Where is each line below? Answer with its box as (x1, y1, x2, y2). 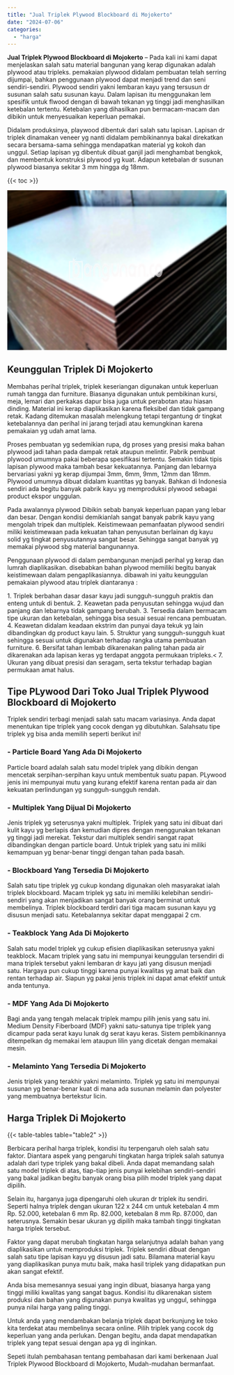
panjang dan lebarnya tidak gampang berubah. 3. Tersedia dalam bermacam (7, 606, 227, 614)
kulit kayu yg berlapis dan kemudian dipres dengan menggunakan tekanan (7, 826, 221, 834)
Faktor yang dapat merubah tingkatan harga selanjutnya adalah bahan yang (7, 1238, 224, 1246)
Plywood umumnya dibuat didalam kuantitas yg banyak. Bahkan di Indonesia (7, 477, 227, 485)
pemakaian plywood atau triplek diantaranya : (7, 578, 138, 586)
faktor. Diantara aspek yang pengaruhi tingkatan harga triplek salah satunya (7, 1151, 224, 1160)
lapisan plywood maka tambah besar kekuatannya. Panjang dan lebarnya (7, 462, 217, 470)
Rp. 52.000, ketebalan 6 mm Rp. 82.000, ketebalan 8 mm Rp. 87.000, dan (7, 1209, 218, 1218)
